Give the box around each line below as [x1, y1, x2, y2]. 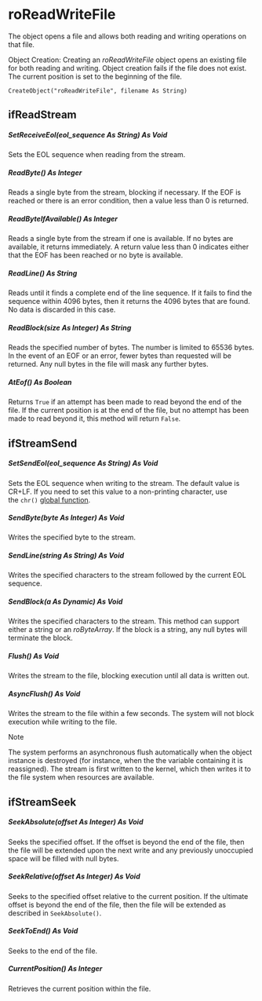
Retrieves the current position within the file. [8, 984, 151, 993]
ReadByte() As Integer [8, 167, 82, 177]
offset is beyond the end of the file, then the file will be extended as [8, 900, 227, 909]
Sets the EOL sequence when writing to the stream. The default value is [8, 478, 240, 488]
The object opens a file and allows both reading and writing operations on [8, 31, 247, 41]
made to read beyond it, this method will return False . [8, 414, 181, 423]
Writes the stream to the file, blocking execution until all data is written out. [8, 671, 249, 681]
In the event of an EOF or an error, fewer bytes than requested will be [8, 351, 231, 360]
